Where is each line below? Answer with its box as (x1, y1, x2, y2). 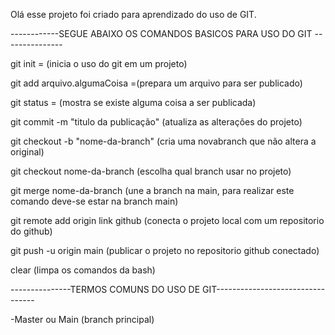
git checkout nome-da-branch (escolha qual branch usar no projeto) (10, 165, 292, 177)
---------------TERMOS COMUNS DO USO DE (10, 284, 201, 295)
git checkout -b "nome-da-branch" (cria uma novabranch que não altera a (10, 135, 317, 147)
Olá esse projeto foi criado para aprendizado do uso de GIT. (10, 9, 257, 20)
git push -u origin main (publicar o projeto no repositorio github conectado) (10, 245, 320, 256)
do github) (10, 225, 53, 237)
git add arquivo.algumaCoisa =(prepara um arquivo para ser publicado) (10, 77, 303, 89)
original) (10, 146, 45, 158)
